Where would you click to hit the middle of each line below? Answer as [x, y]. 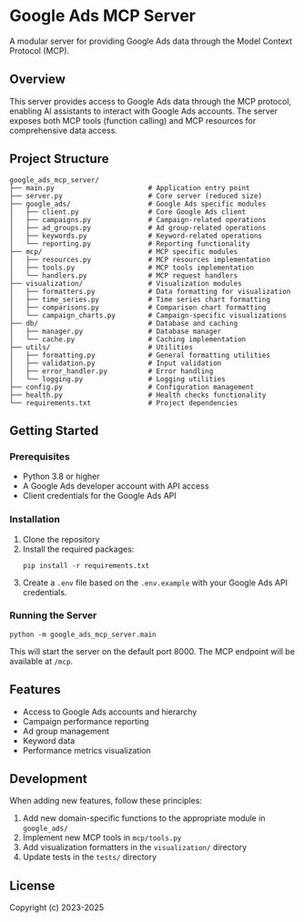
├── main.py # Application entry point [130, 187]
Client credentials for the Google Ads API [100, 496]
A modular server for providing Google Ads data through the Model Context [151, 41]
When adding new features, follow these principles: [106, 801]
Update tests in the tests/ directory [90, 857]
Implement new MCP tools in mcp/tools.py [102, 837]
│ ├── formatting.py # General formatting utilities [140, 355]
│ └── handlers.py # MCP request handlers [124, 275]
